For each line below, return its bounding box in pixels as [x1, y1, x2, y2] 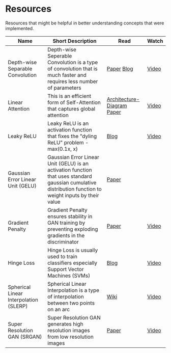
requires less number [47, 77, 98, 85]
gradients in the [47, 232, 85, 239]
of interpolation [47, 293, 84, 300]
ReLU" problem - [47, 139, 89, 146]
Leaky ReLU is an [47, 120, 89, 127]
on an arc [47, 306, 70, 313]
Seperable [47, 52, 72, 59]
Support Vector [47, 265, 84, 273]
